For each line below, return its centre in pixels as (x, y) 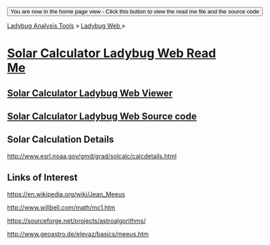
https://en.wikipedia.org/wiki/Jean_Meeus (66, 194)
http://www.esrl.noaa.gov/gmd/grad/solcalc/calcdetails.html (92, 156)
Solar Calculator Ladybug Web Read (112, 53)
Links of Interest (42, 178)
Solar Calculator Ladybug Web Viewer (90, 93)
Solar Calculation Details (60, 140)
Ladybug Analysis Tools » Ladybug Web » (66, 26)
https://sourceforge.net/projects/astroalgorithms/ (77, 220)
